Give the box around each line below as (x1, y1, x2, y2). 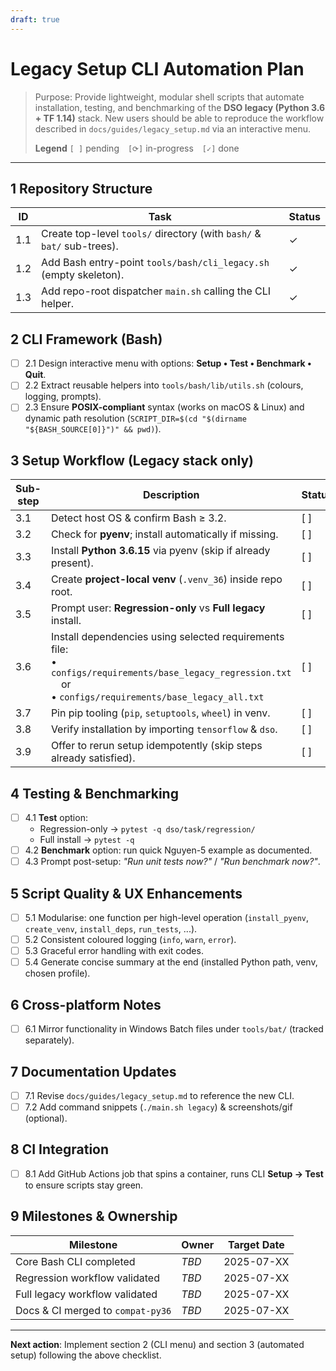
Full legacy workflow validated (15, 1287, 158, 1301)
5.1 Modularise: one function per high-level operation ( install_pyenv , (24, 912, 310, 923)
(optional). (24, 1112, 68, 1125)
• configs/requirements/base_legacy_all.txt (50, 690, 265, 704)
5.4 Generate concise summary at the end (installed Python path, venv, (24, 956, 318, 968)
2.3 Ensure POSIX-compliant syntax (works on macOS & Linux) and (24, 401, 305, 413)
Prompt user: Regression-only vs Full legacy (50, 601, 266, 615)
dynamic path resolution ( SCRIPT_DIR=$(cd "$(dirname (24, 412, 247, 425)
